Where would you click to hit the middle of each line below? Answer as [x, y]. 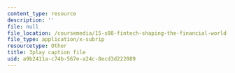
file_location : [29, 33]
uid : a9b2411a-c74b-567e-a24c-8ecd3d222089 [72, 59]
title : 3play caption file [47, 53]
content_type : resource [42, 14]
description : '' [31, 20]
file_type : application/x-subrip [56, 40]
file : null [23, 26]
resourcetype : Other [37, 46]
